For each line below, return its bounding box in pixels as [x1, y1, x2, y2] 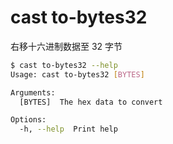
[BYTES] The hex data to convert [19, 97, 163, 107]
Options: [10, 115, 47, 125]
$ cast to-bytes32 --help [10, 60, 118, 70]
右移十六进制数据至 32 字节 [10, 40, 123, 52]
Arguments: [10, 87, 56, 98]
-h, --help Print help [19, 124, 118, 135]
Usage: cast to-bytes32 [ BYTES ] [10, 69, 145, 80]
